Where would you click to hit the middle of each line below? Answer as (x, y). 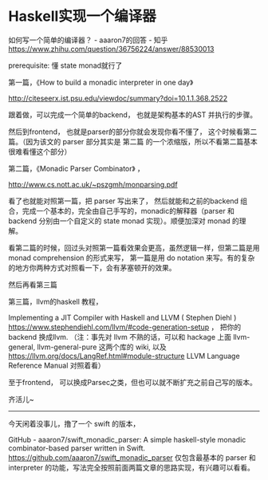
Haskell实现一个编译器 (83, 16)
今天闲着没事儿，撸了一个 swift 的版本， (74, 423)
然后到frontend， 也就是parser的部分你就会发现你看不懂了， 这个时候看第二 (133, 132)
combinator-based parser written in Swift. (77, 448)
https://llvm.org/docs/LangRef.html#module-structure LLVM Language (124, 356)
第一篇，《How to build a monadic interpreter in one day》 (101, 82)
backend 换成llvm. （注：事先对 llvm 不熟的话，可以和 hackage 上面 (120, 336)
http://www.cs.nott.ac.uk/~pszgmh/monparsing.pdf (93, 184)
